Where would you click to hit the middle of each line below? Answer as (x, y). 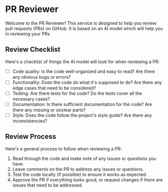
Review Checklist (33, 49)
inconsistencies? (30, 121)
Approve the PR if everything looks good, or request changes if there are (88, 179)
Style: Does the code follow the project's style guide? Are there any (82, 115)
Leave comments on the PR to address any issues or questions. (78, 169)
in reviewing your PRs (28, 34)
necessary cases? (31, 99)
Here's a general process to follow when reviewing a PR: (63, 148)
